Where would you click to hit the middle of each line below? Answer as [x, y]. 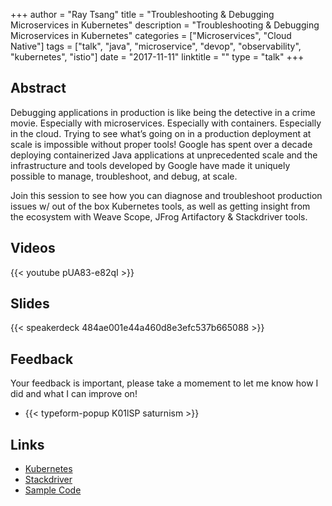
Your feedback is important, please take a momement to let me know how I [164, 383]
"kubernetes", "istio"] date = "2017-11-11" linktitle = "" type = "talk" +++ [157, 57]
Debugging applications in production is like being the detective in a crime [163, 112]
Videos [33, 248]
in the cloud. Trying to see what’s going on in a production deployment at [161, 133]
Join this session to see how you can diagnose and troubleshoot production [166, 195]
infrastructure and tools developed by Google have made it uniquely [150, 165]
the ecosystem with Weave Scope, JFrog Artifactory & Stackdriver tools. [159, 216]
